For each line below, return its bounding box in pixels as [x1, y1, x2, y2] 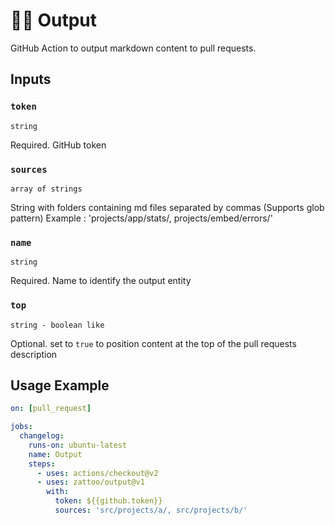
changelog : [19, 431, 65, 441]
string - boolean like [10, 320, 105, 330]
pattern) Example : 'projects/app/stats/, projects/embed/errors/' [10, 212, 273, 224]
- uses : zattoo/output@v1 [36, 477, 145, 488]
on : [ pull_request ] [10, 404, 92, 414]
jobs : [10, 422, 33, 432]
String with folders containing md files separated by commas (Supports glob [10, 201, 325, 213]
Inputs [10, 71, 52, 88]
